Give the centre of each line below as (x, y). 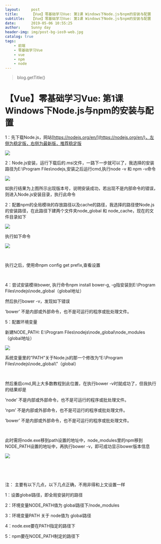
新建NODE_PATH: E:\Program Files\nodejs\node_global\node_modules (75, 332)
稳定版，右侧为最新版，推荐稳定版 (47, 143)
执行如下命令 (18, 237)
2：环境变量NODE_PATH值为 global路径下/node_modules (62, 505)
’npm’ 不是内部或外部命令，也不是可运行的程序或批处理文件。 (66, 410)
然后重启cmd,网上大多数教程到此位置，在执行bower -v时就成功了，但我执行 (81, 384)
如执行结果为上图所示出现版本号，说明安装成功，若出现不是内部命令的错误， (81, 188)
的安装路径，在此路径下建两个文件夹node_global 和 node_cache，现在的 (77, 211)
